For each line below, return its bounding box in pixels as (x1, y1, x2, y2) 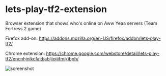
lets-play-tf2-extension (5, 4, 107, 15)
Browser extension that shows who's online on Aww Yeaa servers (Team (5, 20, 158, 26)
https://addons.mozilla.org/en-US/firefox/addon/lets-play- (39, 35, 161, 41)
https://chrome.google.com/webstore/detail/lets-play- (46, 50, 159, 56)
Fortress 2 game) (5, 25, 42, 31)
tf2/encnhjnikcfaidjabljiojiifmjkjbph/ (5, 55, 79, 61)
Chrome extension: (5, 50, 45, 56)
